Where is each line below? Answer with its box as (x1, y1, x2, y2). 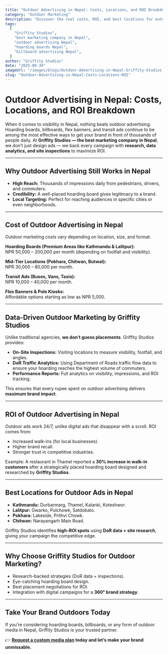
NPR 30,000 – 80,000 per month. (5, 264, 73, 270)
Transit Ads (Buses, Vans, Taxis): (5, 274, 75, 280)
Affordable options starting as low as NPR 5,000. (5, 294, 105, 300)
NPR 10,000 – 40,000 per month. (5, 279, 73, 285)
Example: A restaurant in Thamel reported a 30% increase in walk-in (5, 459, 147, 465)
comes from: (5, 429, 31, 435)
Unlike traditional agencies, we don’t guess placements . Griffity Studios (5, 334, 154, 340)
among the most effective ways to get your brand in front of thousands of (5, 132, 156, 138)
